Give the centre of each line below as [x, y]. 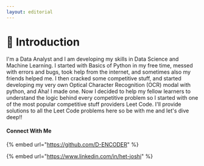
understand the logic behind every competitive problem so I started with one [102, 97]
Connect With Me [29, 131]
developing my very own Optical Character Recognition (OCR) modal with [98, 85]
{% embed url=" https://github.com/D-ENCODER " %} [72, 144]
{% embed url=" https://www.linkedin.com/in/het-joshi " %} [80, 156]
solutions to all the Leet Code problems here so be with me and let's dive [98, 111]
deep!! [14, 117]
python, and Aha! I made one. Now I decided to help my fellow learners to [98, 91]
